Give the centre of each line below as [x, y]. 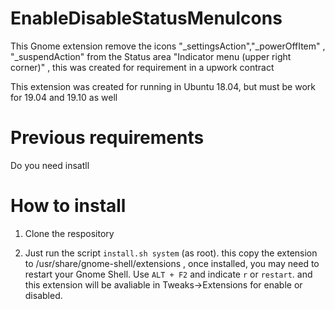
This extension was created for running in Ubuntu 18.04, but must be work [163, 86]
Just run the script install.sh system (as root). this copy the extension [171, 253]
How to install [68, 206]
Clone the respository [69, 233]
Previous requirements [107, 138]
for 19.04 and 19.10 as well [64, 97]
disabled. [43, 295]
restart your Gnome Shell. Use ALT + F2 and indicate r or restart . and [168, 274]
